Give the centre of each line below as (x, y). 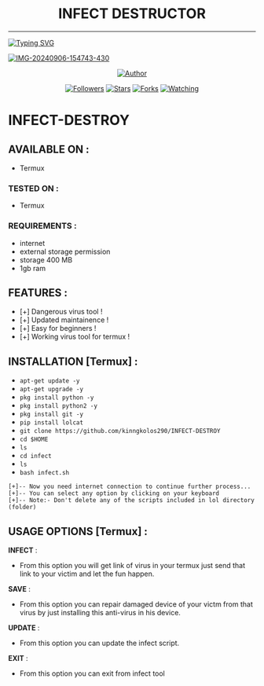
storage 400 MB (46, 259)
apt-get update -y (49, 381)
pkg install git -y (51, 415)
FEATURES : (38, 293)
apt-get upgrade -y (51, 390)
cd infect (36, 457)
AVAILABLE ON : (49, 149)
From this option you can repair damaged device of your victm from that (136, 604)
